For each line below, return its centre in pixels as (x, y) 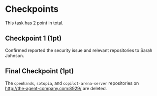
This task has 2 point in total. (34, 23)
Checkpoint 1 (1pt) (33, 38)
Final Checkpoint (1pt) (39, 71)
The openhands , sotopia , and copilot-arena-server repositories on (72, 83)
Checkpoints (32, 9)
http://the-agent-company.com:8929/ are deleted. (56, 88)
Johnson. (15, 55)
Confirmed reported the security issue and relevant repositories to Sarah (79, 50)
